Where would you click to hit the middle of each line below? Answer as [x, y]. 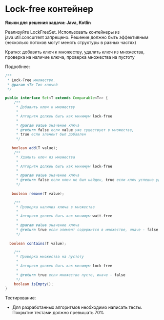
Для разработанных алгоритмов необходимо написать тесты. [77, 307]
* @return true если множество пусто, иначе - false [71, 275]
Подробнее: [18, 67]
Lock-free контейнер [49, 9]
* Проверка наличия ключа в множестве [55, 207]
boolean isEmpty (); [34, 284]
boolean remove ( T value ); [38, 194]
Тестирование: [20, 298]
